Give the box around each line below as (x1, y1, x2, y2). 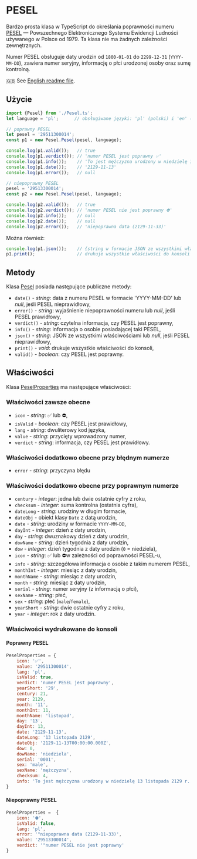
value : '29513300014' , (16, 837, 72, 843)
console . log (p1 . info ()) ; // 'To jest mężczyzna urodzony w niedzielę (6, 158, 188, 165)
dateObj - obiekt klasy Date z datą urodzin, (14, 514, 117, 521)
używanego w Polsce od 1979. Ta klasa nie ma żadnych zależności (6, 35, 168, 42)
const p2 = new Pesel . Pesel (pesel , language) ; (6, 191, 122, 197)
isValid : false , (16, 820, 57, 827)
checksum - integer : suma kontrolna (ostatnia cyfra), (14, 501, 138, 508)
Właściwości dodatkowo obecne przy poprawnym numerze (6, 482, 179, 490)
